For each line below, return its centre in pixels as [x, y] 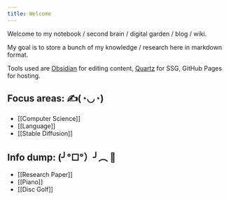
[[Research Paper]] [45, 175]
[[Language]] [36, 126]
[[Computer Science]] [49, 119]
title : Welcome [29, 14]
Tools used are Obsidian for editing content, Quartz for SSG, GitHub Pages [115, 68]
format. [18, 55]
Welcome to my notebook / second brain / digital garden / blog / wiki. [107, 34]
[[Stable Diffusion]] [45, 134]
